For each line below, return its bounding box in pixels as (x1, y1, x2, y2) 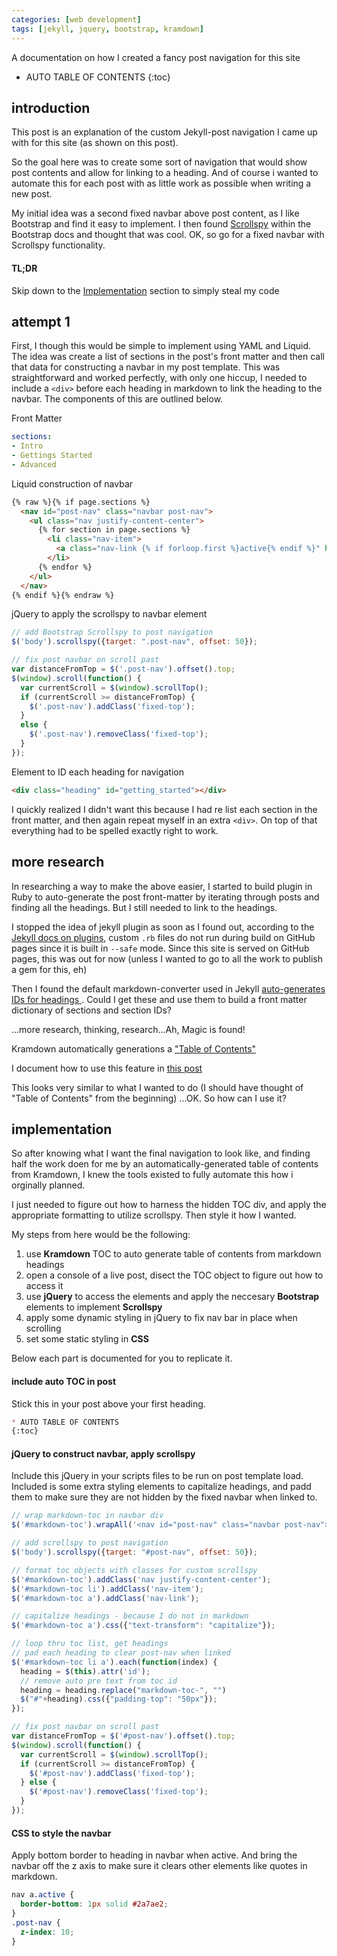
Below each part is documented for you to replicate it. (11, 1352, 233, 1365)
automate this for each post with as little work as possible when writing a (11, 177, 312, 190)
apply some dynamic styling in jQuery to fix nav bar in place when (25, 1312, 298, 1324)
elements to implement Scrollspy (25, 1301, 163, 1313)
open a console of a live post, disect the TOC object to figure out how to (25, 1269, 324, 1281)
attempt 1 (11, 313, 71, 330)
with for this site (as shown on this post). (11, 137, 179, 149)
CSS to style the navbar (11, 1827, 112, 1839)
